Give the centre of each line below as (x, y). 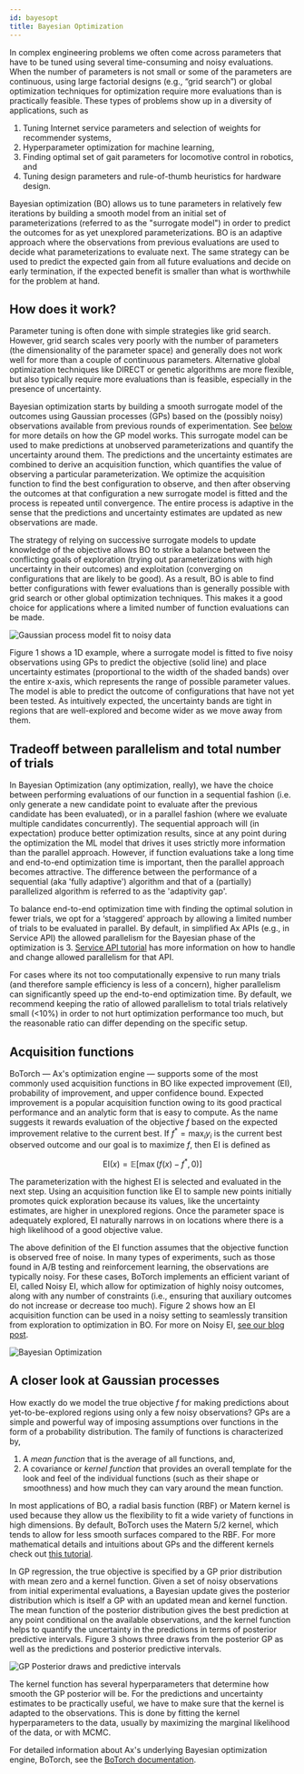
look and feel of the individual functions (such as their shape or (141, 1478)
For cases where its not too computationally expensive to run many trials (145, 975)
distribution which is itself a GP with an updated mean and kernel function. (148, 1600)
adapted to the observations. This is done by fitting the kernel (125, 1713)
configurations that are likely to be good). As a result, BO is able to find (142, 579)
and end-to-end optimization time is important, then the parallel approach (147, 862)
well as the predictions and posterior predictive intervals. (116, 1649)
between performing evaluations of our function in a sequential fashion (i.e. (150, 795)
